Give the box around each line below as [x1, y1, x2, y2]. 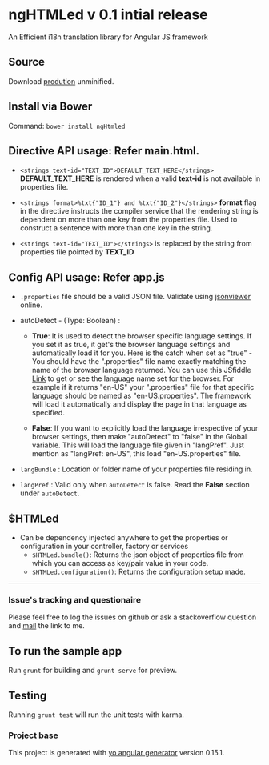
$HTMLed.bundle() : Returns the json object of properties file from [31, 550, 244, 559]
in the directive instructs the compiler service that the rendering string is [19, 206, 259, 216]
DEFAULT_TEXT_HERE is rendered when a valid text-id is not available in [19, 174, 261, 183]
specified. [31, 408, 66, 418]
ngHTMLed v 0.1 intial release [8, 6, 208, 24]
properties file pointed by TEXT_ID [19, 247, 134, 257]
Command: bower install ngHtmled [8, 121, 126, 130]
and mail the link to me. [8, 621, 86, 631]
